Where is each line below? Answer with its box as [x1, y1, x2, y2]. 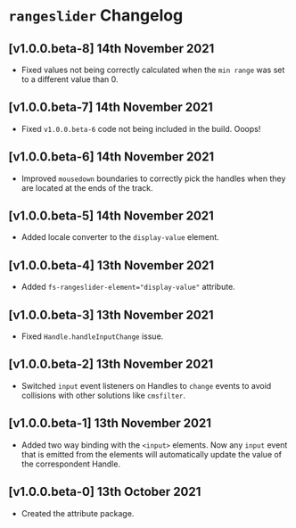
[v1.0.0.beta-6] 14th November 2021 [8, 149, 215, 165]
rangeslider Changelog [8, 5, 184, 26]
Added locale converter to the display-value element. [21, 232, 219, 243]
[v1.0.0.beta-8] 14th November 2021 [8, 41, 215, 56]
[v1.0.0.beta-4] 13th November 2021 [8, 258, 215, 273]
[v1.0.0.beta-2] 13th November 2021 [8, 357, 214, 372]
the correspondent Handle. [21, 458, 121, 469]
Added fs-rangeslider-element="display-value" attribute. [21, 282, 235, 293]
